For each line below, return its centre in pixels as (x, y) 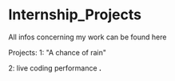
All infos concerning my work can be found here (87, 37)
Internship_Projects (75, 15)
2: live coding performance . (55, 68)
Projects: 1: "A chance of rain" (57, 52)
